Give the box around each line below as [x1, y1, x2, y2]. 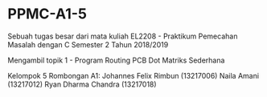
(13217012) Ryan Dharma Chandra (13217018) [7, 79, 158, 89]
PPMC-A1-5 [7, 5, 88, 23]
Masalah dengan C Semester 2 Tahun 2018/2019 [7, 39, 169, 49]
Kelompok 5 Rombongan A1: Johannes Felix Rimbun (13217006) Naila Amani [7, 71, 259, 80]
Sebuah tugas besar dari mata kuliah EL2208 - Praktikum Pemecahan [7, 31, 238, 41]
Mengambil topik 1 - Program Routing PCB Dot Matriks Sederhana [7, 55, 225, 65]
